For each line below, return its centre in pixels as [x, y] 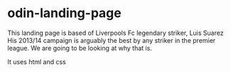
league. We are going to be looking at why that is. [80, 48]
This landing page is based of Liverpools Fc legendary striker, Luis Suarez [116, 33]
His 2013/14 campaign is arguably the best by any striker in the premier [112, 40]
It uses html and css [37, 61]
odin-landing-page [65, 13]
